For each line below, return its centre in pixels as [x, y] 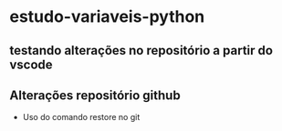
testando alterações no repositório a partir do [141, 50]
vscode [31, 64]
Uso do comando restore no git [81, 117]
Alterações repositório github [95, 95]
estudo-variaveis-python [107, 17]
